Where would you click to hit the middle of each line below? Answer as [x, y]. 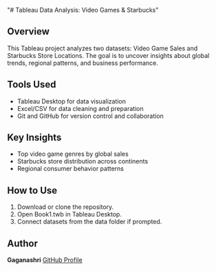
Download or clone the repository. [65, 207]
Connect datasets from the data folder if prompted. [89, 222]
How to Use [32, 190]
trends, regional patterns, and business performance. [83, 63]
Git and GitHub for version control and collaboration [90, 116]
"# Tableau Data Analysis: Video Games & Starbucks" [83, 10]
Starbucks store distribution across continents [83, 161]
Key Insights [34, 138]
